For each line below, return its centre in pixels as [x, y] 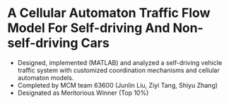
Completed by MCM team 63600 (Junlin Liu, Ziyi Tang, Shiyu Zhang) [117, 85]
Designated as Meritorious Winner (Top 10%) [83, 93]
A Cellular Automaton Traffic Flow [109, 13]
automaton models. [46, 77]
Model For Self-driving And [89, 28]
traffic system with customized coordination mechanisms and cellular [119, 70]
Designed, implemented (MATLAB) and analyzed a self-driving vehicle [120, 62]
